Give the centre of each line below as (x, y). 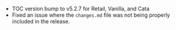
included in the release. (41, 21)
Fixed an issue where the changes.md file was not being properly (91, 15)
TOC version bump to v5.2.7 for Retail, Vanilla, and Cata (81, 9)
